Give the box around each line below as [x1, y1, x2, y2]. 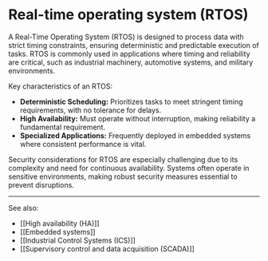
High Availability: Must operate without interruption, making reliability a [19, 113, 256, 123]
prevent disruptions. [8, 180, 74, 189]
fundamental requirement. [19, 122, 106, 132]
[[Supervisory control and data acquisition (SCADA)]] [19, 243, 195, 253]
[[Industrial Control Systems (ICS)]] [19, 235, 136, 245]
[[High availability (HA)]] [19, 218, 100, 228]
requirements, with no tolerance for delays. [19, 105, 162, 115]
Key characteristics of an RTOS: [8, 81, 113, 91]
